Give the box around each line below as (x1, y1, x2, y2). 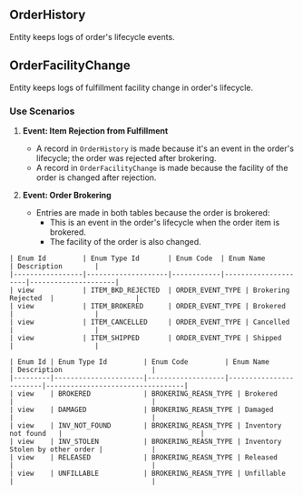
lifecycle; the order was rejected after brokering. (35, 152, 217, 163)
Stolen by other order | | (9, 445, 156, 454)
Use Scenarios (9, 105, 75, 117)
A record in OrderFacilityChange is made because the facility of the (35, 162, 288, 173)
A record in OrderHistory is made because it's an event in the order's (35, 143, 295, 154)
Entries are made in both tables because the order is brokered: (35, 207, 270, 217)
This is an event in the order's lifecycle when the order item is (49, 217, 280, 227)
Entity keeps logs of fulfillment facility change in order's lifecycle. (9, 82, 254, 93)
